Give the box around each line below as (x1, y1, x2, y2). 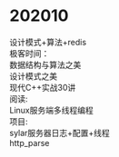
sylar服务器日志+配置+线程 (9, 127, 111, 138)
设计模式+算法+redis (9, 36, 87, 47)
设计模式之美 (9, 70, 57, 82)
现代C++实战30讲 (9, 82, 76, 93)
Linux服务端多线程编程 (9, 104, 94, 115)
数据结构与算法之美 (9, 59, 82, 70)
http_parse (9, 137, 50, 148)
